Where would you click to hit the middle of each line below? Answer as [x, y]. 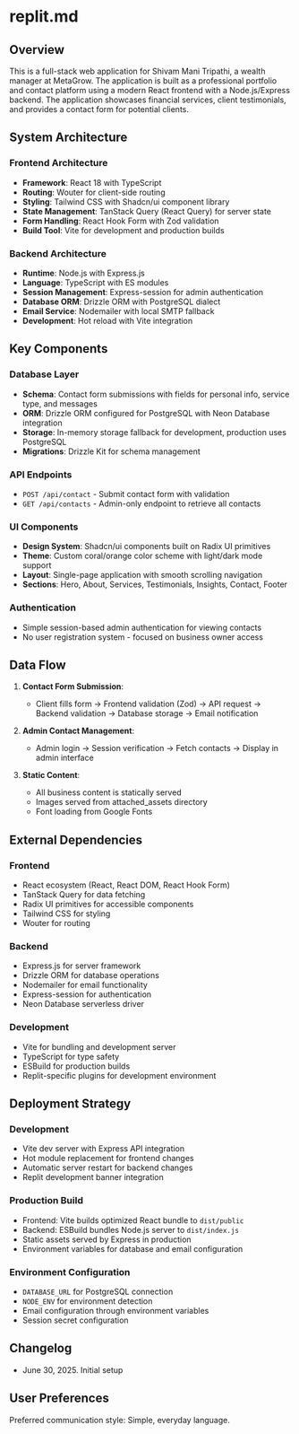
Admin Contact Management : [78, 731]
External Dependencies [76, 839]
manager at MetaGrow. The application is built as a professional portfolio [143, 81]
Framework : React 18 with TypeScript [92, 182]
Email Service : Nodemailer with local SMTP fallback [118, 310]
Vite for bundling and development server [99, 1046]
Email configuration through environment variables [115, 1310]
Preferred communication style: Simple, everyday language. [120, 1420]
